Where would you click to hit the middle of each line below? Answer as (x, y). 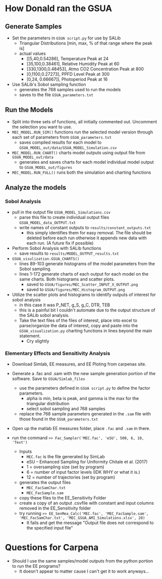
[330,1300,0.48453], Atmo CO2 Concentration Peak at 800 (85, 69)
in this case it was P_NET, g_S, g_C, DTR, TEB (65, 305)
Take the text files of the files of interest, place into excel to (78, 320)
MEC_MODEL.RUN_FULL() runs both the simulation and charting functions (81, 172)
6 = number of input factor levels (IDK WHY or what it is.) (83, 472)
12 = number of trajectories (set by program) (71, 477)
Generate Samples (33, 26)
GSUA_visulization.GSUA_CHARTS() (46, 259)
